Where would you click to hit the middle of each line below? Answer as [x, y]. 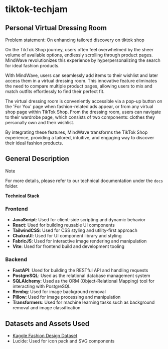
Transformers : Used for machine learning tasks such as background [83, 302]
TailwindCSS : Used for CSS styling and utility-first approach [75, 230]
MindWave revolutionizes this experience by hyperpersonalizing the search [83, 60]
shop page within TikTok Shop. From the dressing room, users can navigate [83, 112]
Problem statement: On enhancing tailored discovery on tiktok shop [75, 40]
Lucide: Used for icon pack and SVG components [63, 341]
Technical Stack [22, 196]
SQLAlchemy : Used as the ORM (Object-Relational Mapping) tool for [83, 281]
